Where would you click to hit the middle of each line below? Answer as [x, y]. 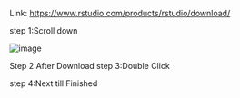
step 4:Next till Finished [54, 83]
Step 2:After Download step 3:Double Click [90, 66]
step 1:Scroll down [44, 30]
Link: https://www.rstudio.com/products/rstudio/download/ [120, 13]
